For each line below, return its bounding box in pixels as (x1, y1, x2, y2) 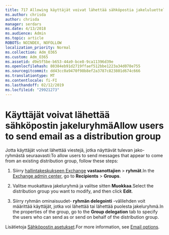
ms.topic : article (5, 36, 44, 41)
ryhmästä (5, 153, 25, 159)
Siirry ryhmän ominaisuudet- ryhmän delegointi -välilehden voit (12, 198, 146, 204)
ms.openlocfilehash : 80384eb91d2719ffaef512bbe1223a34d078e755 (5, 64, 141, 69)
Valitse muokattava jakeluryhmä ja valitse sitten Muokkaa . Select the (12, 183, 154, 189)
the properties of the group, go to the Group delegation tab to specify (12, 209, 158, 215)
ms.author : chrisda (5, 12, 46, 17)
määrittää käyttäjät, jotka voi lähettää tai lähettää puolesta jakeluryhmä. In (12, 203, 163, 210)
